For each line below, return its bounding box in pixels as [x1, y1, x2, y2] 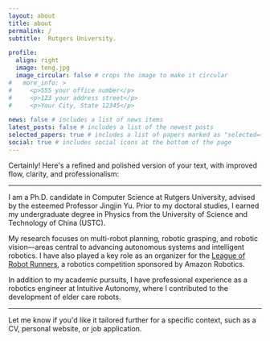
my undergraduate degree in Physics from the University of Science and [8, 209, 247, 218]
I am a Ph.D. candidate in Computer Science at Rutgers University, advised [8, 192, 256, 202]
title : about [8, 19, 52, 27]
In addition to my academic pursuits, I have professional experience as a [8, 275, 247, 285]
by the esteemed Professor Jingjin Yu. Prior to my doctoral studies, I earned [8, 201, 260, 210]
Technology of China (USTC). [8, 218, 106, 227]
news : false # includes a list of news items [8, 116, 163, 124]
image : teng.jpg [15, 64, 70, 73]
